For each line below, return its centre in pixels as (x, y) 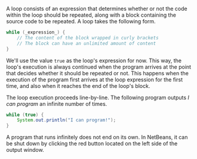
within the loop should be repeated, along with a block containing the (91, 15)
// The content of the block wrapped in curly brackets (88, 38)
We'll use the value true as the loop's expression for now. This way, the (94, 60)
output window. (25, 150)
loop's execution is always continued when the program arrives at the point (99, 67)
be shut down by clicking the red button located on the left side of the (92, 143)
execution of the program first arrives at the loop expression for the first (95, 79)
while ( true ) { (25, 115)
